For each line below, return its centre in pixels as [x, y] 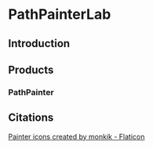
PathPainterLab [60, 15]
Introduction [39, 44]
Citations [31, 118]
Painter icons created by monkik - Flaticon [76, 136]
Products [31, 69]
